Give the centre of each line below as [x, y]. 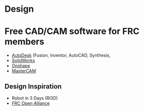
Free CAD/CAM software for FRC [72, 32]
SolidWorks [23, 61]
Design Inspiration [33, 86]
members [24, 42]
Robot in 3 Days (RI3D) [35, 98]
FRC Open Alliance [31, 103]
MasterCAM [24, 71]
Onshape [21, 66]
